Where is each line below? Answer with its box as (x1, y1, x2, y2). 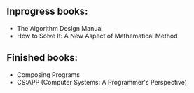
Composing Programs (16, 70, 80, 79)
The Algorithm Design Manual (16, 24, 103, 32)
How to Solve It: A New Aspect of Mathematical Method (16, 31, 178, 40)
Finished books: (6, 52, 78, 64)
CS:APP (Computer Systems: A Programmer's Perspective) (16, 78, 187, 86)
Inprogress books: (6, 6, 88, 17)
